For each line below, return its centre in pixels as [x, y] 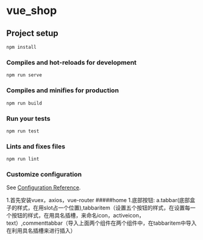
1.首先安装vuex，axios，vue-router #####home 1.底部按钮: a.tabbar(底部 [98, 200]
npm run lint [23, 159]
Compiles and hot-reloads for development [72, 62]
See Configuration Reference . [44, 187]
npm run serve [24, 75]
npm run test [23, 131]
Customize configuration [44, 175]
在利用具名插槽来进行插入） [41, 231]
